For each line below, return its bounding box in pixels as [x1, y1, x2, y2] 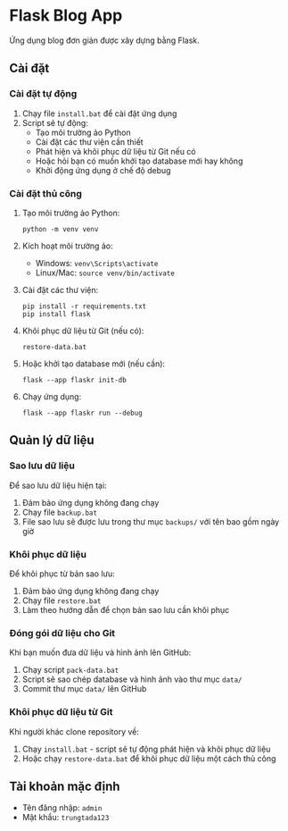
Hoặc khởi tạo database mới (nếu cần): [21, 358, 166, 369]
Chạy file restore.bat [21, 595, 102, 606]
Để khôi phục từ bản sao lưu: [9, 568, 116, 579]
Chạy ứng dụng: [21, 390, 82, 402]
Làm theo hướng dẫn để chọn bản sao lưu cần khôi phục [21, 604, 230, 615]
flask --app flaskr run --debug [21, 408, 143, 417]
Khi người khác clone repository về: [9, 726, 140, 737]
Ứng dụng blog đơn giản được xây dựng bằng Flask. [9, 35, 201, 46]
